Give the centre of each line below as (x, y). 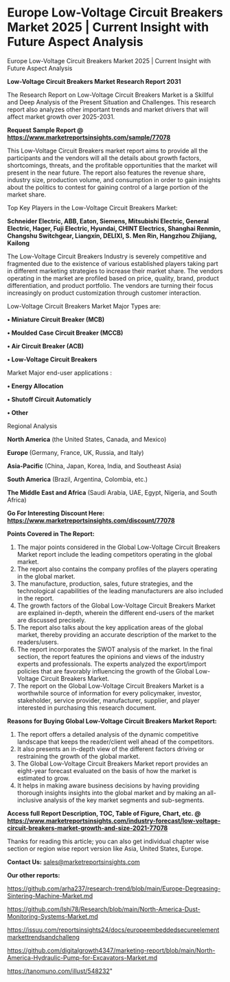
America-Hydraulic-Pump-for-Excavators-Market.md (82, 957)
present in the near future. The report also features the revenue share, (106, 172)
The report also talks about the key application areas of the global (110, 627)
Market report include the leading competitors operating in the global (115, 554)
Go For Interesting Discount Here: (56, 513)
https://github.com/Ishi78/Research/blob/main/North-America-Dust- (104, 909)
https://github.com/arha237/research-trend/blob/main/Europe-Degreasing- (114, 889)
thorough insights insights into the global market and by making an (111, 792)
